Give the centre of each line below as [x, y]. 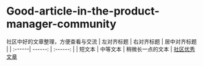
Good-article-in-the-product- [83, 11]
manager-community [62, 24]
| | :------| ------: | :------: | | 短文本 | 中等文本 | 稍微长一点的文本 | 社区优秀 [101, 49]
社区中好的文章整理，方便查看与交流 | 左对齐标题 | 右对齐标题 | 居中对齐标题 [101, 41]
